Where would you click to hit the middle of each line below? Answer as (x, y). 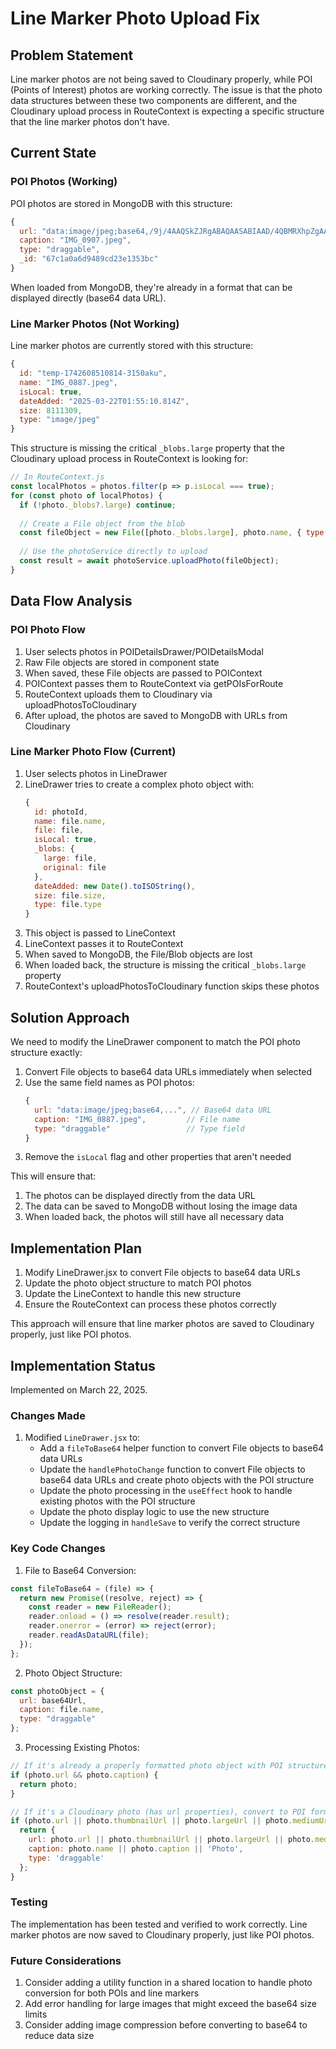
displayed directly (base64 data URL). (88, 298)
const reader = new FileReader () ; (100, 1607)
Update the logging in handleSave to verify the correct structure (170, 1523)
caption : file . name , (62, 1710)
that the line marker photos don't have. (90, 121)
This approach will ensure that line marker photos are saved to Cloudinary (162, 1324)
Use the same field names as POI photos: (109, 1083)
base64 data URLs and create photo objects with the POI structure (177, 1480)
